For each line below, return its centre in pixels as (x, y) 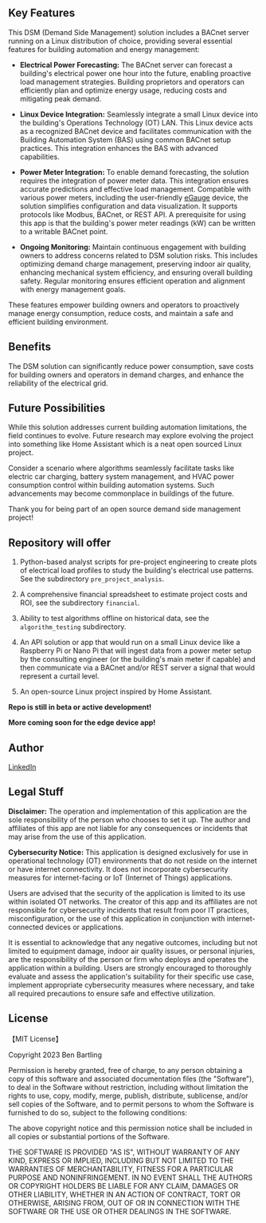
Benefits (30, 347)
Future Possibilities (57, 408)
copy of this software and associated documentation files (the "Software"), (131, 1079)
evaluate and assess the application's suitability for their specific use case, (131, 976)
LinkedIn (22, 767)
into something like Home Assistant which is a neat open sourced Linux (125, 444)
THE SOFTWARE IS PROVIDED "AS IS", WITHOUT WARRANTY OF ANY (124, 1152)
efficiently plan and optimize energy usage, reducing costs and (123, 90)
